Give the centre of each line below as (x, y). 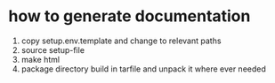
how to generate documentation (129, 16)
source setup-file (53, 49)
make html (40, 59)
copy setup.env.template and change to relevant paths (121, 41)
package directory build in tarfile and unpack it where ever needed (143, 69)
